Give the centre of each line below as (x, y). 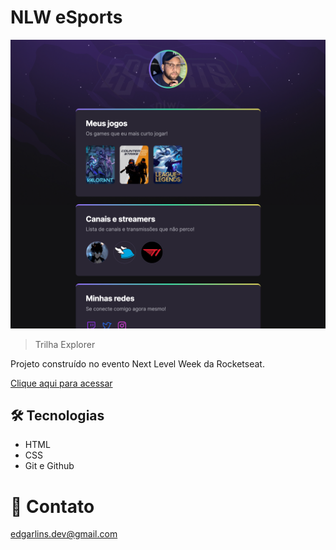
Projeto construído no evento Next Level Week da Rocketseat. (137, 363)
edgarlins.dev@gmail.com (64, 534)
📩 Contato (52, 506)
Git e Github (49, 466)
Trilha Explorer (65, 344)
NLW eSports (66, 17)
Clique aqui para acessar (61, 383)
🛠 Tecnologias (57, 415)
